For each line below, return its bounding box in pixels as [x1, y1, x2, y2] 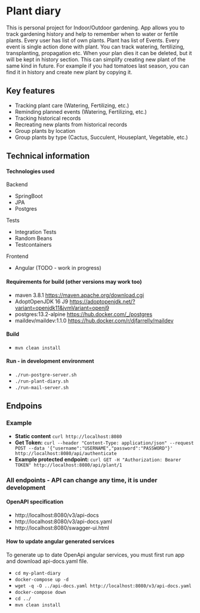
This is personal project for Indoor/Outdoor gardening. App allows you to [6, 24, 185, 31]
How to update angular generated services [6, 538, 115, 545]
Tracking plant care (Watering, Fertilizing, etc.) [14, 102, 130, 109]
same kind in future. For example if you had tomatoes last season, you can [6, 62, 189, 69]
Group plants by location [14, 127, 76, 134]
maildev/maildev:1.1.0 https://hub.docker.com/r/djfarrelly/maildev [14, 317, 174, 324]
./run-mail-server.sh [14, 384, 69, 390]
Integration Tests [14, 229, 57, 236]
